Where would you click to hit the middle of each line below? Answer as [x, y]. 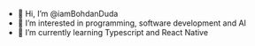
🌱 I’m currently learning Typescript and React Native [113, 32]
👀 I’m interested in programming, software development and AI [131, 23]
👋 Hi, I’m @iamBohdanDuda [68, 14]
